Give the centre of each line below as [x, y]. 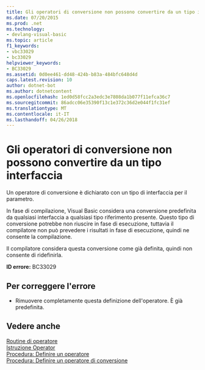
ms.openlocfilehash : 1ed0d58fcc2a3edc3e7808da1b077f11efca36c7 [88, 97]
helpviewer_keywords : [34, 63]
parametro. [20, 199]
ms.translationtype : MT [37, 108]
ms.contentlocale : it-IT [38, 114]
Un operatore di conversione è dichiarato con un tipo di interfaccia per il [97, 193]
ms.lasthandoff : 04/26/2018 [42, 119]
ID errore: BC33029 [31, 267]
